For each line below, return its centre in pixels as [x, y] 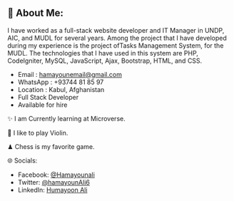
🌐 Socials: [22, 160]
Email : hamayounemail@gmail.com [70, 74]
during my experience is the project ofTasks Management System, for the [116, 45]
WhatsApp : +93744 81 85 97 [61, 82]
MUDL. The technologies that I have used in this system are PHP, [103, 53]
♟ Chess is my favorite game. [51, 146]
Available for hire [42, 105]
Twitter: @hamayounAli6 [54, 182]
